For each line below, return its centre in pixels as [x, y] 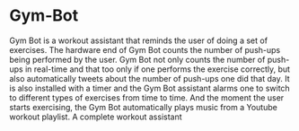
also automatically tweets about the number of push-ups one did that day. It [149, 78]
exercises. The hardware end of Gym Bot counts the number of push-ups [145, 49]
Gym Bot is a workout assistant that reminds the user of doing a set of [138, 40]
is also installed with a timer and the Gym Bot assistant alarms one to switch [149, 88]
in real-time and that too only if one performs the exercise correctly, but [158, 69]
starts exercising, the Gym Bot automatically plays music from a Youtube [144, 107]
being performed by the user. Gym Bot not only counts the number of [137, 59]
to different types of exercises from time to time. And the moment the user [147, 97]
